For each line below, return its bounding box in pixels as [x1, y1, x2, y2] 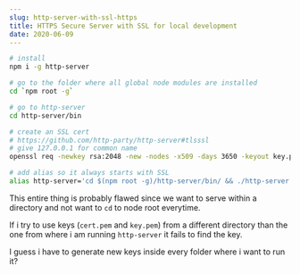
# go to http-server [9, 103, 87, 112]
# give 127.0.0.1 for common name [9, 144, 138, 153]
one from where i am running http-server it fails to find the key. [9, 228, 243, 239]
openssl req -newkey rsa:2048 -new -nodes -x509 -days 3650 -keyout [9, 153, 270, 162]
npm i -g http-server [9, 62, 90, 71]
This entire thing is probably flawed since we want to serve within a [9, 193, 257, 203]
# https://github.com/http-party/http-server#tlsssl [9, 136, 210, 145]
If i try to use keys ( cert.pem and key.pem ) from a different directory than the [9, 220, 288, 230]
